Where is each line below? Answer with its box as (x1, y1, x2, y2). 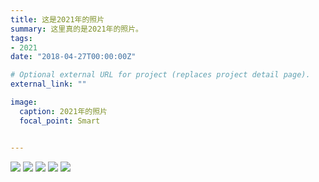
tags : (10, 33, 33, 43)
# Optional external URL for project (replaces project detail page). (10, 70, 311, 80)
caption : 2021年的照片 (19, 106, 108, 116)
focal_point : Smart (19, 116, 101, 126)
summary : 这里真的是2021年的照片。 (10, 24, 143, 34)
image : (10, 97, 38, 107)
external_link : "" (10, 79, 87, 90)
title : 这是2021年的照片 (10, 14, 105, 25)
